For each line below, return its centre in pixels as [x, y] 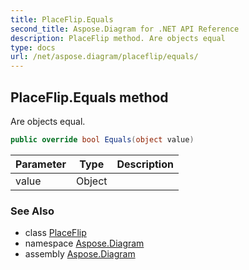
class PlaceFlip [55, 233]
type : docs [33, 47]
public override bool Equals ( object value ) [102, 139]
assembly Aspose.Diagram [80, 254]
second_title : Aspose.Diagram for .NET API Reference [125, 29]
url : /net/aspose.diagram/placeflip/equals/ [104, 57]
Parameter [41, 164]
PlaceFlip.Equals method [89, 97]
